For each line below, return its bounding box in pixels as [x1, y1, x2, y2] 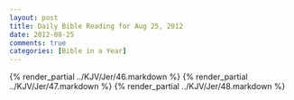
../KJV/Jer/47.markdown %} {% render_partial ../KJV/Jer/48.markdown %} [9, 81, 286, 92]
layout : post [9, 13, 59, 23]
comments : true [9, 38, 67, 48]
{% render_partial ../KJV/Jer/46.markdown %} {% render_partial [9, 71, 248, 82]
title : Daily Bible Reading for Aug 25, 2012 [9, 22, 183, 31]
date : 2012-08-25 [9, 30, 75, 39]
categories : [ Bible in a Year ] [9, 47, 127, 56]
